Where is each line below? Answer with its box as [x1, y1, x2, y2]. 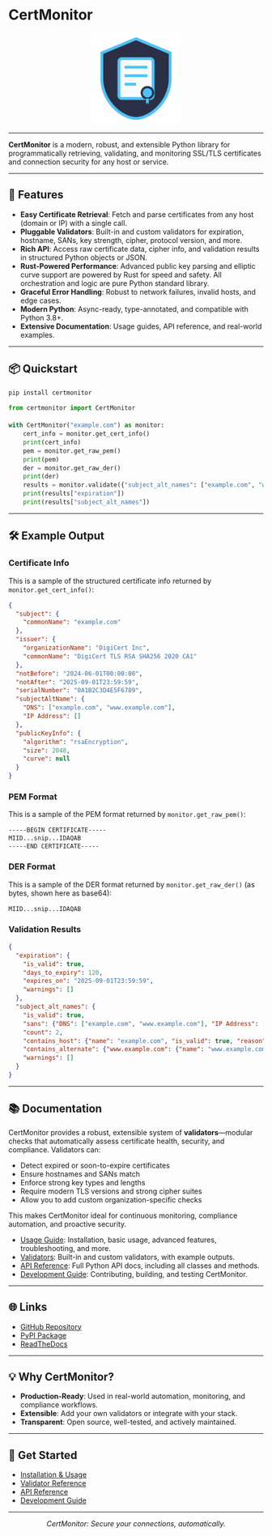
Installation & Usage [19, 1470, 87, 1479]
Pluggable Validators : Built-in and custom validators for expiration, [19, 227, 244, 236]
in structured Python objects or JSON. [19, 253, 148, 262]
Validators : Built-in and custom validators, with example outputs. [19, 1252, 236, 1262]
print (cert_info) [23, 438, 82, 446]
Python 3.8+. [19, 313, 64, 322]
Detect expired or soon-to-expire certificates [19, 1160, 170, 1170]
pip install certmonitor [8, 389, 92, 397]
